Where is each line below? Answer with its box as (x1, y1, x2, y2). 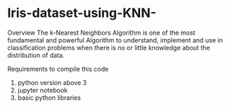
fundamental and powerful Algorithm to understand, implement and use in (7, 35, 223, 44)
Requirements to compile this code (7, 64, 109, 73)
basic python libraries (17, 93, 81, 102)
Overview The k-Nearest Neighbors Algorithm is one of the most (7, 28, 196, 37)
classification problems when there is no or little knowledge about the (7, 43, 210, 52)
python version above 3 (17, 78, 87, 86)
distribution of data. (7, 51, 65, 59)
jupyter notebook (17, 86, 68, 94)
